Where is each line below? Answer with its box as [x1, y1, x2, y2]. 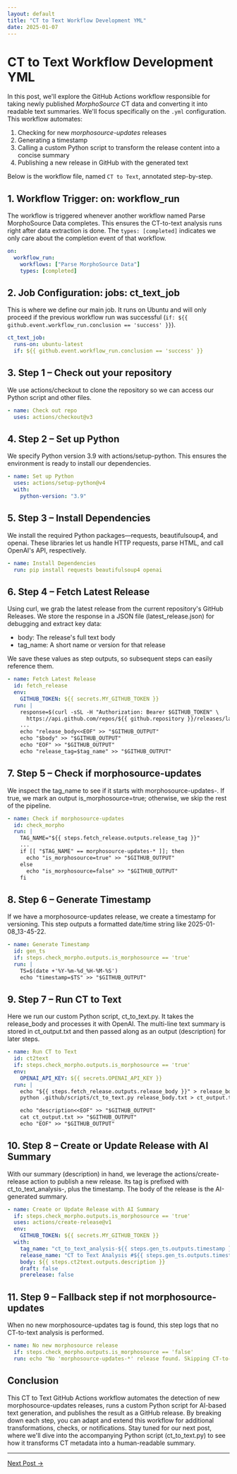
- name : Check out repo [7, 407, 78, 414]
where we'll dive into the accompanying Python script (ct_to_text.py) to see [7, 1431, 226, 1439]
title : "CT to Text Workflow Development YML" [7, 17, 147, 24]
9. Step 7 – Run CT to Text [7, 994, 122, 1006]
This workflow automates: [7, 114, 83, 124]
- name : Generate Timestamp [7, 941, 90, 948]
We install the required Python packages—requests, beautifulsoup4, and [7, 531, 219, 539]
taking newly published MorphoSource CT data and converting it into [7, 100, 208, 108]
